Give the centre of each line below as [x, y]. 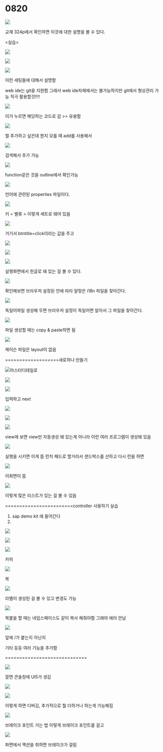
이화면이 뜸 [16, 476]
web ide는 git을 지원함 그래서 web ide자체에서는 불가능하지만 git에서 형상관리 [79, 90]
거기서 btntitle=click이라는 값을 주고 [40, 233]
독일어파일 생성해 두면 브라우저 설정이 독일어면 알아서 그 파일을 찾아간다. [74, 310]
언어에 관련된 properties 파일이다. [38, 194]
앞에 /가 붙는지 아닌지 [25, 637]
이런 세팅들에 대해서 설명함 [31, 80]
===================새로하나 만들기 [46, 360]
